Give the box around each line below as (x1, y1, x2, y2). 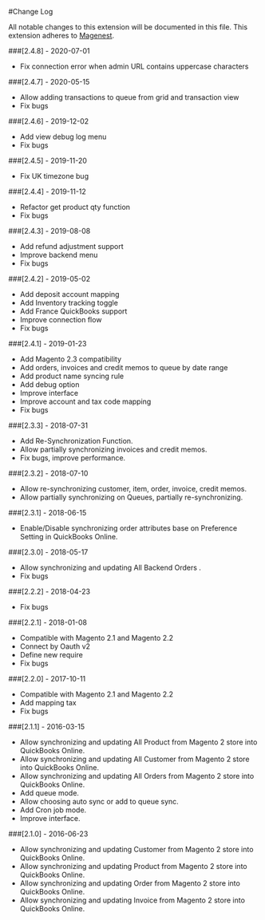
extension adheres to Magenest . (8, 31, 114, 40)
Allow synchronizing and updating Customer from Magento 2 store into (19, 845, 254, 854)
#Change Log (8, 7, 53, 16)
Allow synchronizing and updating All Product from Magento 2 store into (19, 737, 258, 747)
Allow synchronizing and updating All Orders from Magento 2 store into (19, 772, 255, 780)
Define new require (19, 650, 84, 659)
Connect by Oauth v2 (19, 642, 90, 651)
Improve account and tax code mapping (19, 397, 152, 406)
